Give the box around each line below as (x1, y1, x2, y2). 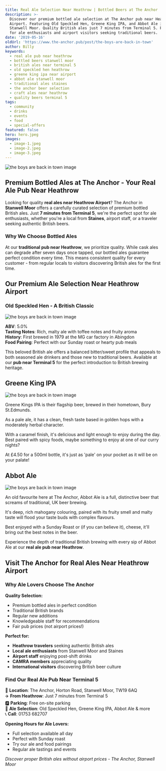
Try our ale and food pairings (12, 741, 72, 747)
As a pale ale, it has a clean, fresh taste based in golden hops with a (5, 417, 144, 423)
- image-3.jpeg (9, 151, 41, 155)
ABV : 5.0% (5, 323, 28, 329)
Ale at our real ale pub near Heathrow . (5, 544, 84, 550)
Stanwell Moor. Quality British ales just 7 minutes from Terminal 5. (9, 26, 158, 31)
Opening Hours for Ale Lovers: (5, 721, 69, 727)
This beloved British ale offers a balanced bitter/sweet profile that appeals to (5, 349, 161, 355)
